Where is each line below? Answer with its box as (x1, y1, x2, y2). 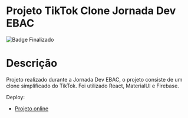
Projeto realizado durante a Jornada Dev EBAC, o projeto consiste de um (6, 76, 183, 83)
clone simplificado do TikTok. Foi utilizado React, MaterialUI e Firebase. (6, 82, 180, 89)
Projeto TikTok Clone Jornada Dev (6, 4, 176, 18)
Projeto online (14, 104, 49, 112)
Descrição (6, 57, 58, 70)
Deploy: (6, 93, 25, 100)
